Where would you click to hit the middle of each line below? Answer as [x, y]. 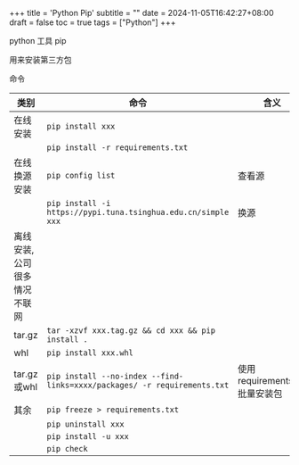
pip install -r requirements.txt [117, 148]
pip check [67, 448]
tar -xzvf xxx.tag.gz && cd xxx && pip [131, 331]
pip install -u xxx [88, 436]
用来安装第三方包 [40, 60]
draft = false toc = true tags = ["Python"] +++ [93, 22]
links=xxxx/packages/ [92, 385]
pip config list [81, 175]
